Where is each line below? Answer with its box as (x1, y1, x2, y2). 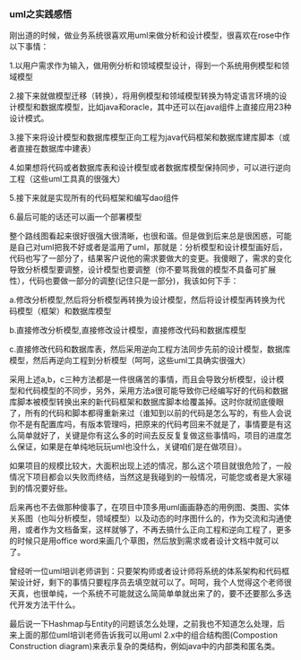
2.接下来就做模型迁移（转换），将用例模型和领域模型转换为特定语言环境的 (9, 91, 279, 101)
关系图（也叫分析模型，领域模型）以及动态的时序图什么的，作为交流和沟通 (9, 513, 284, 524)
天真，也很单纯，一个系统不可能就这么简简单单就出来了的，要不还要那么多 (9, 588, 284, 599)
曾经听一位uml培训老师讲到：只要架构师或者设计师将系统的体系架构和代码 (9, 566, 282, 577)
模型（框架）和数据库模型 (16, 306, 112, 317)
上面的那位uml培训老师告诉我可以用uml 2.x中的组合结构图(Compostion (16, 630, 278, 640)
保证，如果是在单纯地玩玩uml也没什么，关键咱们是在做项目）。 (16, 441, 246, 452)
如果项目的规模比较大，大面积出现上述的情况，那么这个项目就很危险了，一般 (9, 460, 292, 472)
